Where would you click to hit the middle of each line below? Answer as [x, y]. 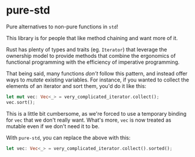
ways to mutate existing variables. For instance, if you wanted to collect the [98, 80]
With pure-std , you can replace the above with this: [68, 138]
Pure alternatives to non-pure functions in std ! [62, 27]
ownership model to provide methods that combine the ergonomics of [91, 55]
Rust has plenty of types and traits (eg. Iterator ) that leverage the [87, 49]
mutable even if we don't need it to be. [53, 126]
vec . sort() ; [21, 102]
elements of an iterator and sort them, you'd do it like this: [76, 86]
